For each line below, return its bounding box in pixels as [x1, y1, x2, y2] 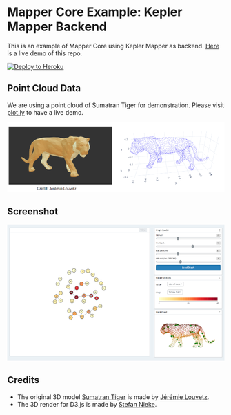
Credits [7, 374, 40, 386]
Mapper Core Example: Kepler [7, 4, 183, 20]
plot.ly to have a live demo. [7, 108, 84, 116]
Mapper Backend [7, 19, 107, 35]
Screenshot [7, 205, 59, 218]
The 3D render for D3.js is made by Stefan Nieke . [17, 400, 157, 408]
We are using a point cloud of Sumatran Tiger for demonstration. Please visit [7, 101, 225, 109]
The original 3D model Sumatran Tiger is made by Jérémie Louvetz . [17, 392, 210, 401]
